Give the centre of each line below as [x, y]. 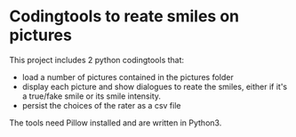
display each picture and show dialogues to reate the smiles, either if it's [154, 86]
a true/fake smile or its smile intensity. [92, 96]
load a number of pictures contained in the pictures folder [128, 77]
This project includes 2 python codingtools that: [97, 60]
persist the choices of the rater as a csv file [101, 105]
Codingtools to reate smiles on [124, 16]
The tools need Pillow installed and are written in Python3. [116, 123]
